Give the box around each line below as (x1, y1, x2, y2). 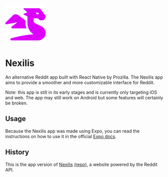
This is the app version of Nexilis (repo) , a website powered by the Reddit (5, 161, 158, 167)
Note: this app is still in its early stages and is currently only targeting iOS (5, 89, 157, 95)
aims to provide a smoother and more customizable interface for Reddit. (5, 79, 155, 85)
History (5, 148, 29, 157)
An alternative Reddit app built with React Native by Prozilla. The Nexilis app (5, 74, 163, 80)
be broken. (5, 100, 28, 106)
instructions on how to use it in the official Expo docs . (5, 133, 117, 139)
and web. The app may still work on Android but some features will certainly (5, 94, 163, 100)
